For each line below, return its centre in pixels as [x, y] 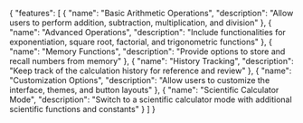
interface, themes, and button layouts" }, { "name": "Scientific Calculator [144, 90]
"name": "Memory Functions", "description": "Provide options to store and [147, 52]
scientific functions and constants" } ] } [83, 109]
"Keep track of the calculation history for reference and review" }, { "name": [151, 71]
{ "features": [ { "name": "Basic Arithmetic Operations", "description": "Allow [151, 13]
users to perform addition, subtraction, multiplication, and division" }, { [141, 23]
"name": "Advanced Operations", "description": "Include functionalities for [148, 32]
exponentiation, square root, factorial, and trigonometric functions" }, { [141, 42]
